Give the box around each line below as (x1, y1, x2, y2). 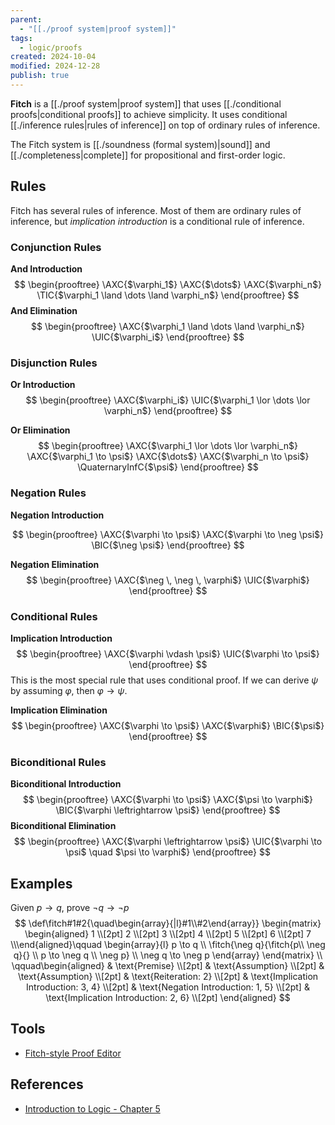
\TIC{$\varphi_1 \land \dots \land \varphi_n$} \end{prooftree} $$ (36, 289, 300, 301)
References (10, 1076, 84, 1093)
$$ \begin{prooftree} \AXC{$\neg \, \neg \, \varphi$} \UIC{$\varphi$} (26, 574, 310, 586)
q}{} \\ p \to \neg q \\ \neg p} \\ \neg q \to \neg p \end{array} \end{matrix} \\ (13, 949, 323, 961)
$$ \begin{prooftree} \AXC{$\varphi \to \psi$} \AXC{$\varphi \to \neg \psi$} (11, 528, 325, 540)
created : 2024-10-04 (10, 52, 97, 62)
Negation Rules (10, 486, 87, 500)
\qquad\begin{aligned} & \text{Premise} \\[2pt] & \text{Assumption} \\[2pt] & (11, 959, 325, 971)
